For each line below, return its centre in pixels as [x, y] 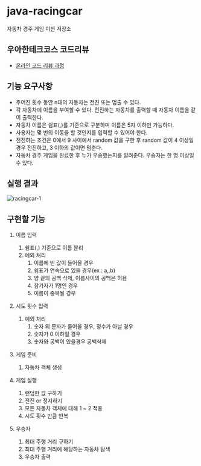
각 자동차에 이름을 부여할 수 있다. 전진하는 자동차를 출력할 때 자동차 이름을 [102, 110]
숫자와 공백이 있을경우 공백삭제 [70, 342]
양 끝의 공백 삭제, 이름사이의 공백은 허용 [80, 278]
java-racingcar [45, 11]
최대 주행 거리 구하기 [49, 442]
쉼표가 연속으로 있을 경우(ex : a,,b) [74, 270]
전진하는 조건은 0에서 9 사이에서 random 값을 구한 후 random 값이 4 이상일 [105, 140]
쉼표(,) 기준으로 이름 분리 [54, 248]
